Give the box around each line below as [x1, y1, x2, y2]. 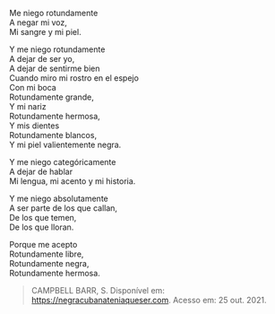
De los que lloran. [9, 222, 74, 232]
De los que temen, [9, 213, 77, 222]
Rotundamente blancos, [9, 130, 97, 140]
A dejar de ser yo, [9, 54, 75, 64]
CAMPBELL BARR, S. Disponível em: [30, 285, 166, 295]
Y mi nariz [9, 101, 47, 111]
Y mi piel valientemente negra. [9, 139, 122, 150]
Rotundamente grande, [9, 92, 94, 102]
